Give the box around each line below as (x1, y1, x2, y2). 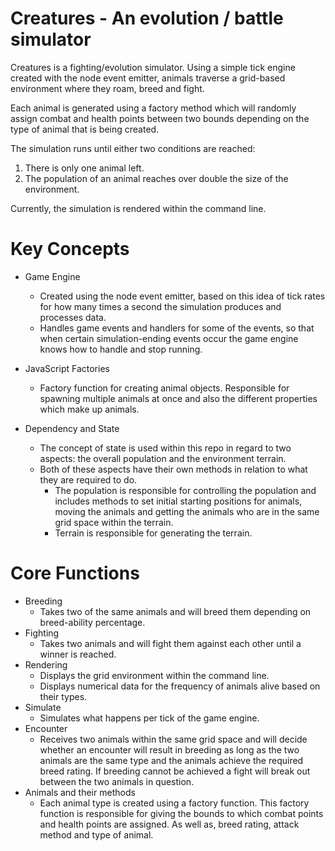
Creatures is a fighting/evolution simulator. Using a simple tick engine (10, 61, 296, 73)
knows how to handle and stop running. (39, 343, 203, 355)
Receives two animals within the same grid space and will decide (39, 733, 308, 745)
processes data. (39, 311, 107, 323)
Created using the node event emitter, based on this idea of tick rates (39, 290, 326, 302)
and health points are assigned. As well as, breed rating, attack (39, 818, 300, 830)
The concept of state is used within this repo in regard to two (39, 442, 292, 454)
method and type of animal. (39, 828, 154, 841)
